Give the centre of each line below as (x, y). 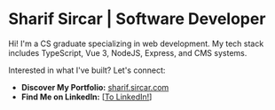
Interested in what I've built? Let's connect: (87, 70)
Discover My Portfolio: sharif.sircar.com (95, 87)
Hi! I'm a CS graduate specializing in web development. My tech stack (136, 43)
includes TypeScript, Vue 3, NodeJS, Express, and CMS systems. (128, 52)
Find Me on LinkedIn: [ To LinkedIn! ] (86, 97)
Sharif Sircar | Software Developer (137, 19)
